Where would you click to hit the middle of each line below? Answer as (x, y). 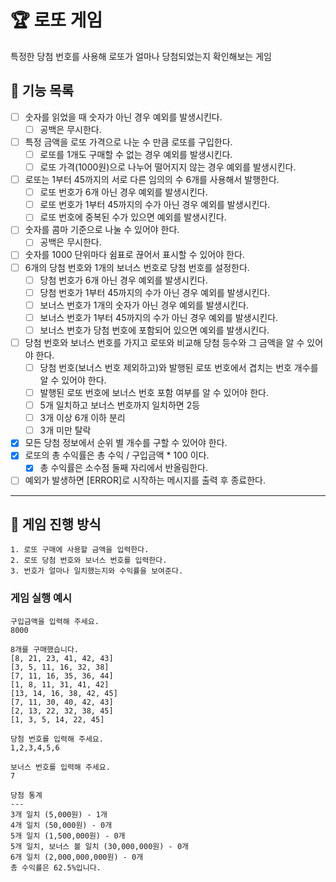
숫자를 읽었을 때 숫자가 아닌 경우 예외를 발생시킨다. (123, 117)
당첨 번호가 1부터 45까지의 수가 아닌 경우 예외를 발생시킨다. (155, 292)
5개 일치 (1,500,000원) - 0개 (68, 836)
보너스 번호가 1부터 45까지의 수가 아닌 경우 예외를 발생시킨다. (159, 317)
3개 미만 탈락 (65, 430)
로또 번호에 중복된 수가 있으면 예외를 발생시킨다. (133, 217)
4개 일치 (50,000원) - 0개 (61, 825)
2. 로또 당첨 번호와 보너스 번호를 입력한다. (89, 561)
